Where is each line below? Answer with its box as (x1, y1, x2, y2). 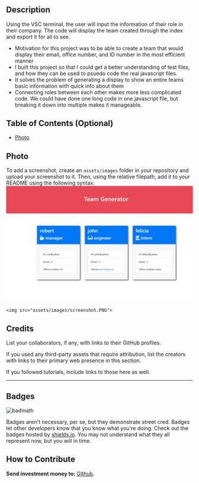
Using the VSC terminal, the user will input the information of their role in (6, 20, 184, 28)
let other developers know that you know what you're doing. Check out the (6, 424, 188, 432)
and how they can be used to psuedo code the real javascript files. (14, 70, 178, 77)
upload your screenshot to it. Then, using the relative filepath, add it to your (6, 173, 191, 181)
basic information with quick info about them (14, 82, 124, 89)
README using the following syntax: (6, 179, 95, 186)
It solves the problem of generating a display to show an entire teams (14, 76, 184, 83)
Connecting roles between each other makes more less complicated (14, 88, 182, 96)
